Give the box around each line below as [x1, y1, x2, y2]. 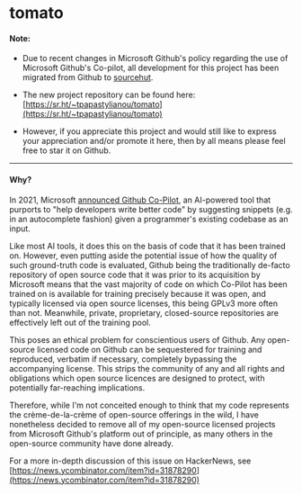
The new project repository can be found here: [22, 89, 196, 101]
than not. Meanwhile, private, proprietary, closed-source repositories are [9, 307, 279, 318]
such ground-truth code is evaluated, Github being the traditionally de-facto [9, 259, 290, 270]
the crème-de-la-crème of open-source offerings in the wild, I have [9, 409, 259, 420]
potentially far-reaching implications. [9, 382, 146, 393]
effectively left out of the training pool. [9, 317, 151, 328]
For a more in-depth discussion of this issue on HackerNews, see [9, 455, 252, 466]
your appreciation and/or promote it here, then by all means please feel [22, 136, 286, 147]
